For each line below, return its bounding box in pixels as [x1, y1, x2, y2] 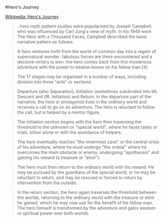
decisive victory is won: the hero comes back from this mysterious [17, 59, 152, 64]
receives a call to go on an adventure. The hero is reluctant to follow [17, 104, 155, 110]
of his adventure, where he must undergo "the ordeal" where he [17, 144, 147, 150]
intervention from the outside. [17, 180, 78, 186]
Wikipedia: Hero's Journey [5, 14, 59, 19]
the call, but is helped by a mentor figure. [17, 109, 101, 115]
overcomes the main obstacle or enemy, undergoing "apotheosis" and [17, 150, 159, 155]
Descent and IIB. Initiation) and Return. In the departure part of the [17, 94, 151, 99]
